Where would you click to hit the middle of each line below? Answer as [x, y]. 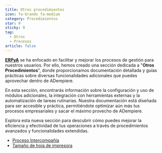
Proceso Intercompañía [36, 140]
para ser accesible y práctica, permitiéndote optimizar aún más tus [72, 106]
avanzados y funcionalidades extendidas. [47, 131]
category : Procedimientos [31, 19]
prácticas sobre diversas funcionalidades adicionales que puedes [71, 75]
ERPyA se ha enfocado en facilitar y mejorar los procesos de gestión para [80, 60]
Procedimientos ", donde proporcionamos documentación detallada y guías [81, 70]
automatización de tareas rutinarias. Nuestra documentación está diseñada [81, 100]
